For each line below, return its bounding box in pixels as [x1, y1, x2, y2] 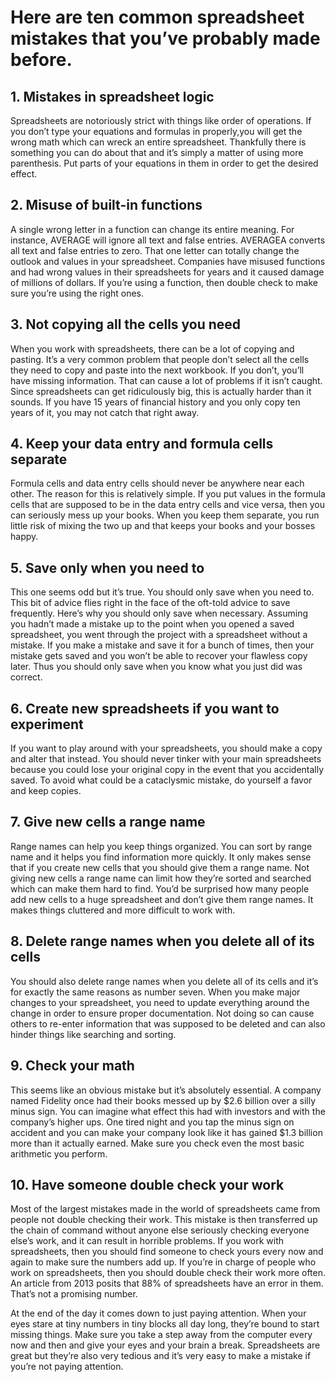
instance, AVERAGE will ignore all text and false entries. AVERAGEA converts [10, 234, 326, 246]
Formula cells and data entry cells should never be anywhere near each [10, 477, 305, 490]
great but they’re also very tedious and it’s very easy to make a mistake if [10, 1350, 312, 1362]
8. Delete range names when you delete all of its [10, 933, 315, 950]
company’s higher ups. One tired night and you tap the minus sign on [10, 1116, 295, 1128]
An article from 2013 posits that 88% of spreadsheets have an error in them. [10, 1277, 324, 1290]
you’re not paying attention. [10, 1361, 124, 1373]
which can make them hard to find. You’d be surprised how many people [10, 882, 310, 895]
